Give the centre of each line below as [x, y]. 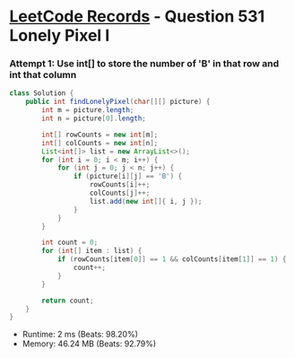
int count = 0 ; [70, 243]
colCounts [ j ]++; [120, 193]
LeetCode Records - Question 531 [137, 17]
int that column [43, 75]
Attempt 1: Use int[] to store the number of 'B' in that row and [144, 64]
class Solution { [42, 93]
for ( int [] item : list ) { [92, 251]
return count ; [68, 301]
